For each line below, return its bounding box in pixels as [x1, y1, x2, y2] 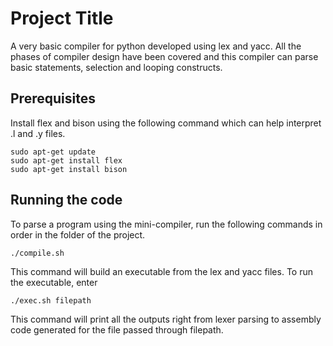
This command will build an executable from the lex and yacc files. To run [10, 265, 313, 277]
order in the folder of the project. [10, 228, 146, 241]
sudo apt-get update [10, 147, 97, 157]
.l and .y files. [10, 127, 66, 139]
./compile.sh [10, 248, 65, 258]
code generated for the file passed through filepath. [10, 323, 224, 336]
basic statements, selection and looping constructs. [10, 61, 223, 73]
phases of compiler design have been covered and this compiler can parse [10, 50, 319, 62]
